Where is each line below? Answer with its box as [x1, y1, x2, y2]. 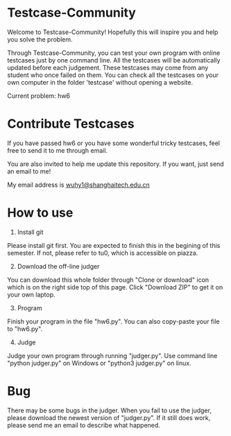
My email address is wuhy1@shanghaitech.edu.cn [7, 181, 151, 189]
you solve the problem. [7, 35, 73, 43]
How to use [7, 205, 74, 221]
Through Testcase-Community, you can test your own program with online [7, 49, 221, 57]
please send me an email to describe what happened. [7, 421, 161, 429]
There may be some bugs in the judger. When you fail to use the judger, [7, 406, 212, 414]
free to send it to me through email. [7, 146, 108, 154]
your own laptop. [7, 290, 55, 299]
